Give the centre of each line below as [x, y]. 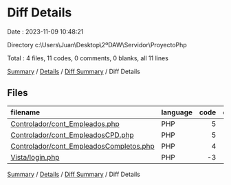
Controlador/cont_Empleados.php [65, 123]
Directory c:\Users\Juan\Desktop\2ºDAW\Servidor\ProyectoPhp [97, 45]
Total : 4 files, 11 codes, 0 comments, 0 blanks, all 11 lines [88, 58]
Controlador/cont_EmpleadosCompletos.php [82, 146]
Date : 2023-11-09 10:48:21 [45, 32]
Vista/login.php [35, 157]
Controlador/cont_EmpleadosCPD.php [72, 135]
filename [25, 112]
